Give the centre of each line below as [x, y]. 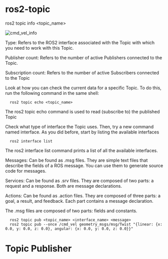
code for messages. [26, 171]
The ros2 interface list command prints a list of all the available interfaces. [81, 150]
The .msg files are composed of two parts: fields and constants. [71, 211]
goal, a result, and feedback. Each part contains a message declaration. [79, 201]
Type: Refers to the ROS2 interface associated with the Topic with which [80, 42]
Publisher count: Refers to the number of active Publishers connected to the [84, 57]
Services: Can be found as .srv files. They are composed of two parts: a [79, 180]
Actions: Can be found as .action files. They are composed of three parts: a [83, 196]
